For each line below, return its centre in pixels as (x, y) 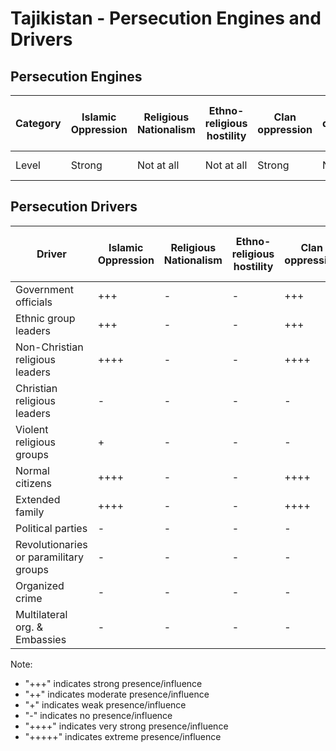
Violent (32, 429)
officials (34, 302)
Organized (40, 585)
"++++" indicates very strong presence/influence (126, 726)
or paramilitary (50, 557)
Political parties (51, 528)
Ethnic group (45, 318)
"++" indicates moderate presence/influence (117, 694)
